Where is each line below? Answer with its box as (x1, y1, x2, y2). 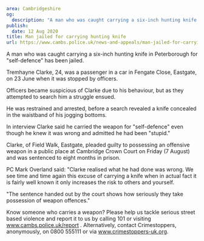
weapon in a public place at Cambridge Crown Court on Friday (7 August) (6, 148, 190, 155)
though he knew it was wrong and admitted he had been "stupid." (6, 130, 171, 137)
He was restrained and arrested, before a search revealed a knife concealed (6, 105, 197, 112)
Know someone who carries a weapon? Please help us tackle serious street (6, 209, 195, 216)
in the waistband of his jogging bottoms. (6, 111, 107, 119)
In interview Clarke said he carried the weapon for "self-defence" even (6, 123, 184, 130)
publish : (6, 22, 29, 28)
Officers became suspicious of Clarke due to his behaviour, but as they (6, 87, 184, 94)
